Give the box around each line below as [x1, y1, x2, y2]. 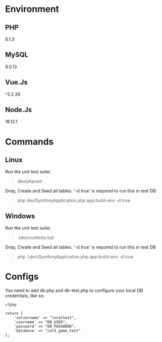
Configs [5, 271, 39, 283]
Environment [5, 3, 59, 15]
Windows [5, 212, 35, 220]
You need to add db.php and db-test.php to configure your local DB [5, 288, 143, 293]
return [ [5, 311, 23, 316]
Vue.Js [5, 78, 28, 87]
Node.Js [5, 105, 32, 114]
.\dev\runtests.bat [17, 235, 54, 241]
